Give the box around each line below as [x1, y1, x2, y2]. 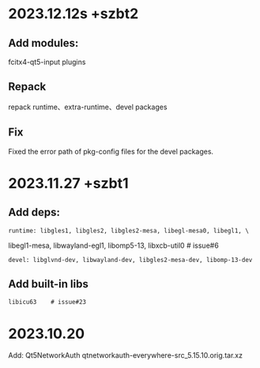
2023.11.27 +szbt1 [8, 174, 129, 192]
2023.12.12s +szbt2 [8, 5, 139, 23]
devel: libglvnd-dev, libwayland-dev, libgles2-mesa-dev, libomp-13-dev [8, 256, 253, 264]
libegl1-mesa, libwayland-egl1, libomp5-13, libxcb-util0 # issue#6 [8, 241, 219, 250]
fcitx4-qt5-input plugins [8, 57, 86, 66]
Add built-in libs [8, 278, 89, 291]
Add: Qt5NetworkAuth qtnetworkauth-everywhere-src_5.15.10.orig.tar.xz [8, 351, 243, 360]
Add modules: [8, 36, 79, 50]
